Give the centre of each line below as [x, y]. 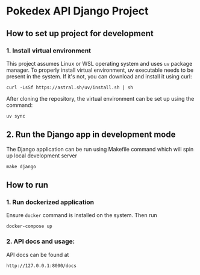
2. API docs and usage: [41, 241]
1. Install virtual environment [49, 51]
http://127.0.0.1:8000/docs [42, 266]
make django [21, 166]
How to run [27, 185]
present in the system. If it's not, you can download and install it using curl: [99, 76]
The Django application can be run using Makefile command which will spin [100, 149]
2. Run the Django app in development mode [91, 135]
